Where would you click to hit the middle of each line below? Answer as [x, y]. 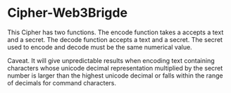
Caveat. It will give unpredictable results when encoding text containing [111, 60]
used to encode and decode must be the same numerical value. [100, 47]
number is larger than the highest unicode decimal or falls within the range [115, 76]
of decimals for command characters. [62, 83]
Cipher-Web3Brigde [68, 13]
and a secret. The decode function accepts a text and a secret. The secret [115, 39]
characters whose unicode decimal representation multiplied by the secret [115, 68]
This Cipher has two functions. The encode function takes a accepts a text [115, 32]
